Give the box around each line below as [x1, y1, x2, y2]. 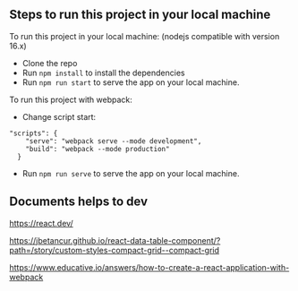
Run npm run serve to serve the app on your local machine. [21, 167, 240, 178]
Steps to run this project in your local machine [9, 7, 271, 22]
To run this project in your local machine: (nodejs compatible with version [9, 30, 280, 41]
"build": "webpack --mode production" [25, 144, 170, 153]
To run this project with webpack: [9, 94, 132, 105]
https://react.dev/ [9, 218, 73, 228]
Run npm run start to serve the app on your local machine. [21, 76, 240, 88]
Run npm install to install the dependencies [21, 67, 185, 78]
